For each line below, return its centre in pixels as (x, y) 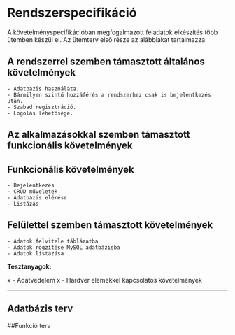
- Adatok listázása (36, 253)
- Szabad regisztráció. (42, 107)
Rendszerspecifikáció (72, 13)
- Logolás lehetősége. (40, 113)
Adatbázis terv (40, 309)
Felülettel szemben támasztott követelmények (110, 225)
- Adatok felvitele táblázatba (53, 241)
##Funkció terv (29, 325)
